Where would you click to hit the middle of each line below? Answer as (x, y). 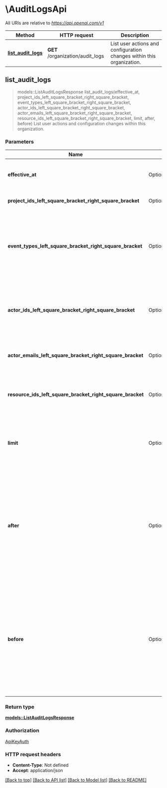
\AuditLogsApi (36, 9)
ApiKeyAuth (17, 741)
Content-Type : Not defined (40, 765)
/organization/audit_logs (76, 56)
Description (135, 35)
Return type (20, 707)
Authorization (22, 730)
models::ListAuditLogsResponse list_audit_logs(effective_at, (79, 92)
